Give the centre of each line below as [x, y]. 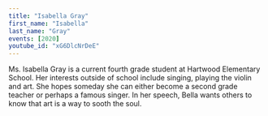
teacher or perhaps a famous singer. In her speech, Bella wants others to [130, 95]
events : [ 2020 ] [34, 39]
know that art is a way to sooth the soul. [75, 104]
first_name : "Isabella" [49, 24]
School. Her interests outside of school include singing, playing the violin [130, 78]
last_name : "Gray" [39, 31]
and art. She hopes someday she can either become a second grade [123, 87]
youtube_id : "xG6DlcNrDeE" [54, 46]
